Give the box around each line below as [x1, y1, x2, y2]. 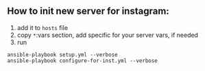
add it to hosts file [16, 23, 69, 31]
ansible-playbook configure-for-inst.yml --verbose [7, 57, 158, 64]
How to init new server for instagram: [7, 5, 169, 17]
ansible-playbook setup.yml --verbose [7, 51, 118, 58]
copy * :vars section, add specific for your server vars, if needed [16, 31, 199, 39]
